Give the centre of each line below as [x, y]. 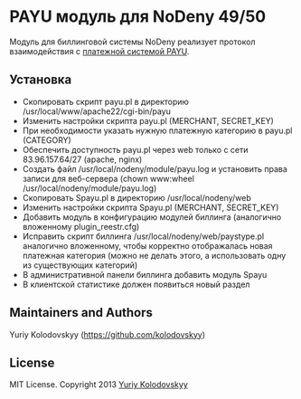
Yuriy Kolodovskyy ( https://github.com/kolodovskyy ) [108, 334]
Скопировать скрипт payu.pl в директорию [106, 101]
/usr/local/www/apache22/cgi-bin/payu [97, 111]
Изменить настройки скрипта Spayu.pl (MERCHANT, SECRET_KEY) [150, 207]
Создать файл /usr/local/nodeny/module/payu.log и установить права [155, 168]
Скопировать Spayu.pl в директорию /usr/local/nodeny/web [136, 197]
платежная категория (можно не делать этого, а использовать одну [154, 255]
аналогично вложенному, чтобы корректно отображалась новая [147, 245]
